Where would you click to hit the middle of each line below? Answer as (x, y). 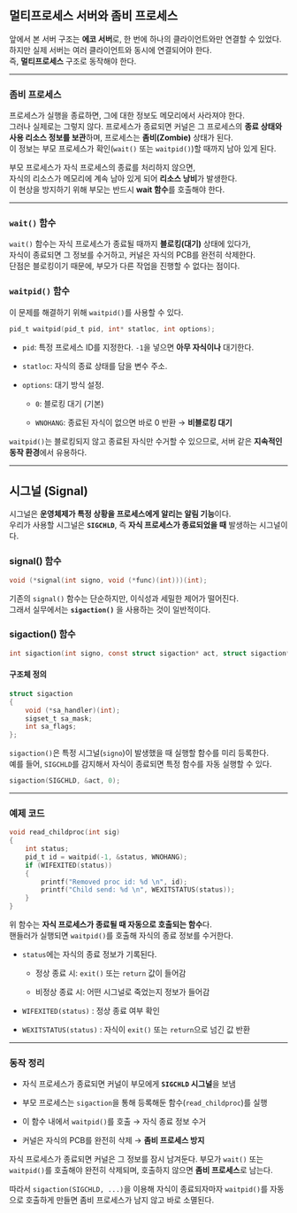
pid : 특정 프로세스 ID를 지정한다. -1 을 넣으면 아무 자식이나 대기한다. (138, 347)
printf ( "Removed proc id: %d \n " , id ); (114, 882)
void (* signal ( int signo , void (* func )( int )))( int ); (108, 580)
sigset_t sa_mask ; (59, 719)
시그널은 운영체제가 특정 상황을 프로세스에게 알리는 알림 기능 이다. (120, 514)
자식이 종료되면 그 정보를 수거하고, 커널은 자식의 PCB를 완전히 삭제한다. (133, 255)
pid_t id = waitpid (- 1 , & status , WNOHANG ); (107, 857)
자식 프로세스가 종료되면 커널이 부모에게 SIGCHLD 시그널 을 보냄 (129, 1084)
